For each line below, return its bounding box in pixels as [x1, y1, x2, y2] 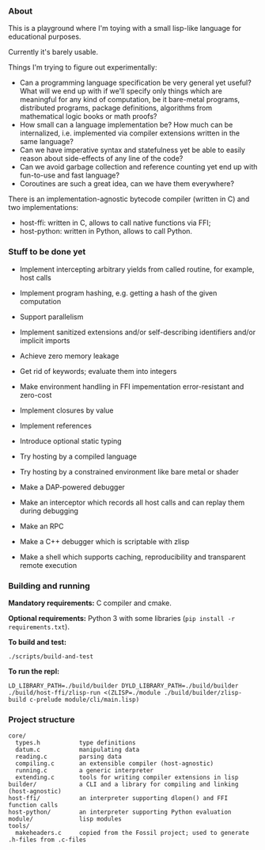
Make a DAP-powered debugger [19, 482, 125, 492]
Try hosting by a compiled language [19, 452, 137, 461]
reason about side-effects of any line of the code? [19, 154, 184, 163]
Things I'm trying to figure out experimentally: [8, 63, 157, 72]
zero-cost [19, 390, 52, 399]
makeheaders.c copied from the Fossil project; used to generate [15, 829, 249, 837]
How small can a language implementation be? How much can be [19, 120, 233, 130]
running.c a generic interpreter [15, 767, 154, 775]
